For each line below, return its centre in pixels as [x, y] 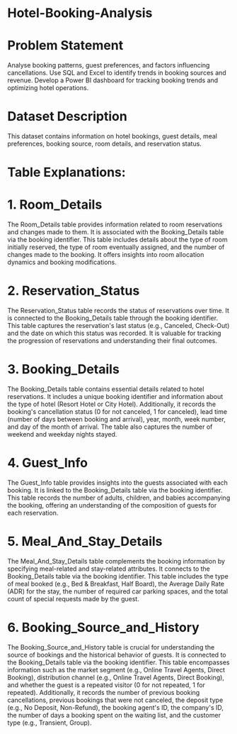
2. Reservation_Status [74, 291]
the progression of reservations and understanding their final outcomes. [112, 341]
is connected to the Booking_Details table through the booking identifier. [112, 318]
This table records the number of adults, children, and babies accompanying [119, 498]
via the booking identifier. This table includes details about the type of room [117, 240]
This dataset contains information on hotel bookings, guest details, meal [112, 136]
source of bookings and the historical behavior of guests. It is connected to [117, 654]
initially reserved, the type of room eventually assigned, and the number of [116, 247]
